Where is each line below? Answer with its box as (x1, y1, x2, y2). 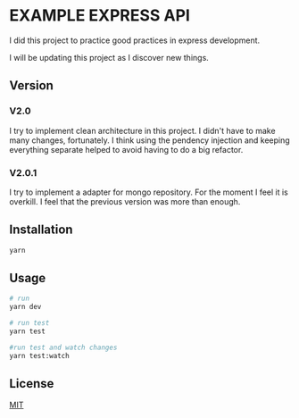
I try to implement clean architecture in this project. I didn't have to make (9, 125, 276, 136)
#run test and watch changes (9, 343, 118, 352)
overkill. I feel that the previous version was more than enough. (9, 196, 241, 206)
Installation (9, 222, 73, 238)
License (9, 376, 54, 391)
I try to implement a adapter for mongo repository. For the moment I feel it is (9, 187, 288, 197)
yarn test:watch (9, 351, 70, 360)
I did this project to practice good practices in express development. (9, 35, 261, 46)
